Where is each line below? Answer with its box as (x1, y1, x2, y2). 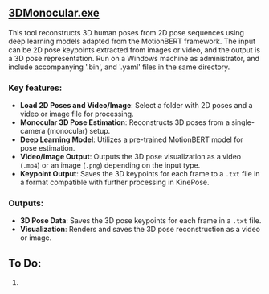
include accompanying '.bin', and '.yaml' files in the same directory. (8, 62, 230, 72)
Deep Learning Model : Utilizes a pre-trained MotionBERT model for (19, 135, 243, 144)
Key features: (8, 82, 63, 93)
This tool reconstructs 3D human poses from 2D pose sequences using (8, 27, 245, 37)
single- (231, 118, 255, 127)
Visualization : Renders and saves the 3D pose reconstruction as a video (19, 225, 261, 234)
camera (19, 126, 46, 136)
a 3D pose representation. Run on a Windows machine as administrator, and (8, 53, 259, 63)
